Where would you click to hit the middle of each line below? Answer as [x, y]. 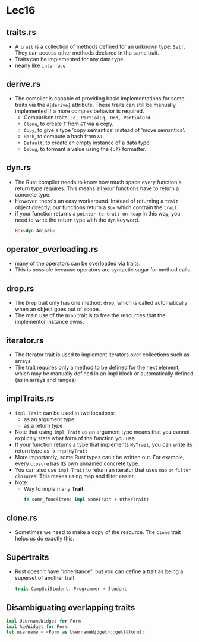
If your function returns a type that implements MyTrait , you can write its [103, 444]
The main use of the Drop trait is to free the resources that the [90, 315]
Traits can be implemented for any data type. [70, 59]
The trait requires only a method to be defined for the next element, [97, 367]
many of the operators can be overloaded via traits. [78, 263]
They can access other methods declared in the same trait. [87, 53]
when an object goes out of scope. [57, 309]
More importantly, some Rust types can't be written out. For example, [99, 457]
